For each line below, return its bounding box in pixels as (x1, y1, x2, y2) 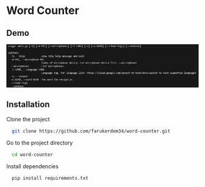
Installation (6, 100, 50, 110)
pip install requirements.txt (12, 175, 88, 181)
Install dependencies (6, 162, 59, 170)
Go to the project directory (6, 139, 73, 146)
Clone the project (6, 115, 50, 123)
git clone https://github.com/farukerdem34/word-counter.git (12, 128, 171, 134)
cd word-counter (12, 151, 53, 158)
